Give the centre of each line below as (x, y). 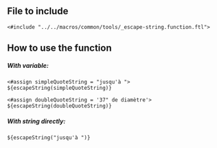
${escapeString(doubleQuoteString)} (59, 106)
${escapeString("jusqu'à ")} (49, 138)
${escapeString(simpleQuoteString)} (59, 88)
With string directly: (36, 121)
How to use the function (59, 48)
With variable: (28, 65)
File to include (38, 11)
